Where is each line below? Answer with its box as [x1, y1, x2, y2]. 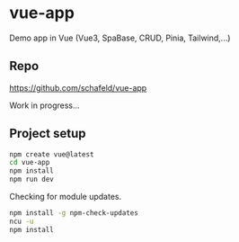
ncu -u [9, 217, 34, 226]
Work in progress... [9, 100, 80, 111]
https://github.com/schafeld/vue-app [9, 82, 147, 93]
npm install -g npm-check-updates [9, 209, 139, 218]
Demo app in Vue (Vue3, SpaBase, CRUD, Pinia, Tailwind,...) [9, 32, 231, 43]
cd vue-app [9, 158, 50, 167]
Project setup [9, 126, 87, 141]
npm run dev [9, 175, 54, 184]
